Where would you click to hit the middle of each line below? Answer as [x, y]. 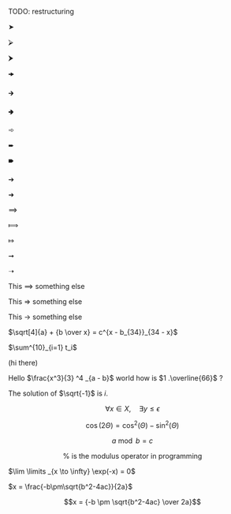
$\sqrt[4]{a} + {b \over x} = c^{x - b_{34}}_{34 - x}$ [93, 332]
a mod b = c [132, 441]
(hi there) [23, 363]
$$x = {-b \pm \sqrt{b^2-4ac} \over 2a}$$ [132, 501]
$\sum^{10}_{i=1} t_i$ [43, 347]
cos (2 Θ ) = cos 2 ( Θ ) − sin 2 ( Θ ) [132, 424]
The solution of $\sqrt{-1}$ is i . [58, 393]
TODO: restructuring [41, 11]
